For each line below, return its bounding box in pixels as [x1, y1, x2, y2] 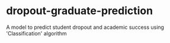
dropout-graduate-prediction [6, 4, 153, 18]
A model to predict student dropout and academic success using [6, 24, 165, 31]
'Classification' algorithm [6, 29, 67, 37]
